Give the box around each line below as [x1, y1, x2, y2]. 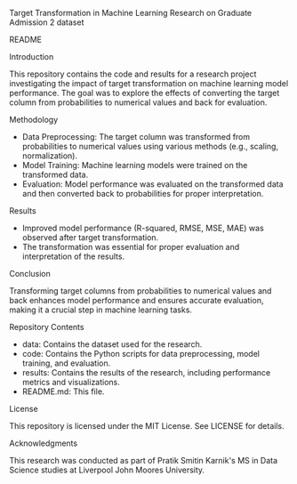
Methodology [9, 115, 59, 125]
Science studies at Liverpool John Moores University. [9, 464, 205, 475]
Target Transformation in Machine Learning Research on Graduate [9, 8, 253, 18]
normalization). [21, 150, 78, 161]
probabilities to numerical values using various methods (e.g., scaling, [21, 141, 278, 151]
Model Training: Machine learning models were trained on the [21, 160, 248, 170]
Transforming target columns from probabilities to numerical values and [9, 286, 272, 296]
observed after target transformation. [21, 232, 159, 243]
